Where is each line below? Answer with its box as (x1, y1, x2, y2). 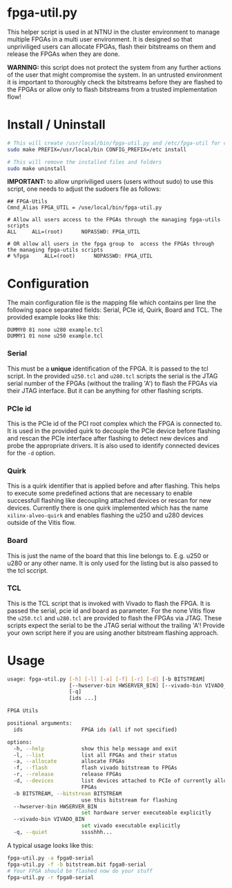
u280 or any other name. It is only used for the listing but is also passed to (7, 559, 219, 567)
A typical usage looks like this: (7, 841, 93, 849)
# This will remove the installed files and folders (7, 158, 162, 165)
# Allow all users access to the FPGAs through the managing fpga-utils (7, 216, 221, 223)
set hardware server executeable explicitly (81, 809, 212, 817)
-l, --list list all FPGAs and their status (13, 752, 177, 759)
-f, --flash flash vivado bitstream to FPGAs (13, 764, 177, 772)
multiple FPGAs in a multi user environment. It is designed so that (7, 35, 193, 43)
